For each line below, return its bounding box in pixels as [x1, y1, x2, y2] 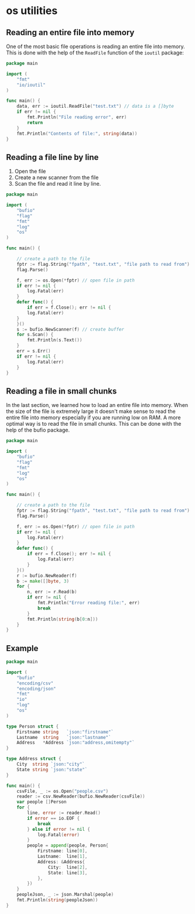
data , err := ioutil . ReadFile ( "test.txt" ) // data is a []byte [16, 104, 175, 109]
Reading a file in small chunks [6, 386, 117, 396]
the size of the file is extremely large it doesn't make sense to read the [6, 408, 176, 415]
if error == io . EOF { [27, 815, 80, 821]
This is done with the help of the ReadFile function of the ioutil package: [6, 49, 184, 56]
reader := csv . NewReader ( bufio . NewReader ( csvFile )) [16, 793, 145, 800]
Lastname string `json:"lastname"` [16, 734, 111, 740]
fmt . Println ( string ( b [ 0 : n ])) [27, 616, 98, 622]
